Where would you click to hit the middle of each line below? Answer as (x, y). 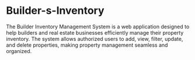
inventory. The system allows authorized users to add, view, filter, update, (95, 39)
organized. (19, 51)
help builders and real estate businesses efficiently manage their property (95, 32)
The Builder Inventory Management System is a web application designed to (98, 27)
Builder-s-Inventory (55, 11)
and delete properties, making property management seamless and (87, 45)
